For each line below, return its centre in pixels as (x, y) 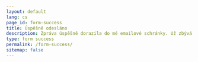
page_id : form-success (34, 22)
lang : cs (17, 17)
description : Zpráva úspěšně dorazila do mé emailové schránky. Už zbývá (99, 34)
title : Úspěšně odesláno (37, 28)
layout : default (26, 12)
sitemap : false (25, 50)
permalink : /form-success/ (39, 45)
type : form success (30, 39)
